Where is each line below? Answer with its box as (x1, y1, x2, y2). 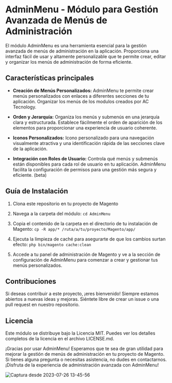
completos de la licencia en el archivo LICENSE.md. (5, 336, 114, 342)
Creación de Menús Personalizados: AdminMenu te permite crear (12, 87, 154, 94)
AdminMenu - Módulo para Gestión (5, 4, 159, 15)
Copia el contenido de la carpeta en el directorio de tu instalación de (12, 220, 158, 227)
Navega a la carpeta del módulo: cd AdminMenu (12, 210, 111, 216)
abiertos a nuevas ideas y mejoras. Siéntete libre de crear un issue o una (5, 296, 159, 302)
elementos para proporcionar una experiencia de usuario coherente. (12, 124, 158, 131)
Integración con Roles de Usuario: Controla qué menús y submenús (12, 155, 158, 161)
